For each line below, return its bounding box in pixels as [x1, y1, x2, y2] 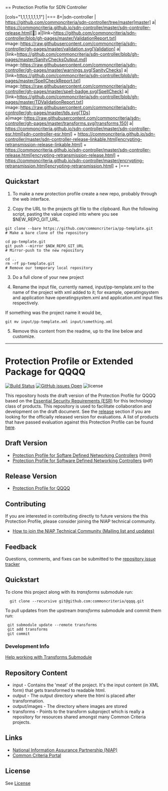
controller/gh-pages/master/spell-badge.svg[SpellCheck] [5, 89, 124, 94]
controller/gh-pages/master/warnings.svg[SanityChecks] [5, 67, 123, 73]
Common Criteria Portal [12, 752, 61, 758]
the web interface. [12, 196, 50, 202]
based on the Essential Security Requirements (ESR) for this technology [5, 398, 153, 404]
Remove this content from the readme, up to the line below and [12, 328, 142, 334]
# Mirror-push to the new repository [5, 248, 84, 253]
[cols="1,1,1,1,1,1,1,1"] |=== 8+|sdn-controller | [5, 14, 96, 20]
